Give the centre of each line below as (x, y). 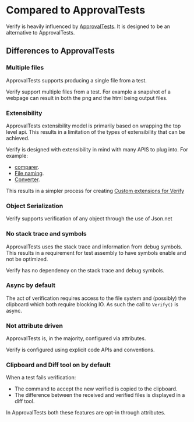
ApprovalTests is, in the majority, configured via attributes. (76, 338)
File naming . (29, 173)
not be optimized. (27, 259)
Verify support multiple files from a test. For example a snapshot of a (88, 92)
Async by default (31, 285)
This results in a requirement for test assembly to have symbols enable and (96, 252)
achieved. (18, 138)
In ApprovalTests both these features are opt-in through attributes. (86, 413)
